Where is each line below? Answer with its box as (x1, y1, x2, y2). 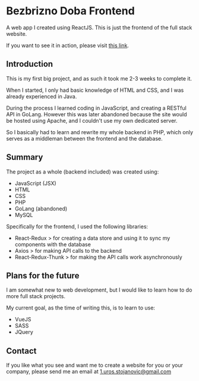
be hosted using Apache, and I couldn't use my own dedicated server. (6, 117, 178, 124)
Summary (6, 152, 43, 162)
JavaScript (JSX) (14, 179, 56, 187)
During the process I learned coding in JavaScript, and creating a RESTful (6, 104, 187, 111)
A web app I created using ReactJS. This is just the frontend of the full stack (6, 24, 192, 31)
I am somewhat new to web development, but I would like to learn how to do (6, 286, 192, 293)
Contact (6, 346, 37, 356)
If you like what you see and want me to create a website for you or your (6, 362, 183, 369)
